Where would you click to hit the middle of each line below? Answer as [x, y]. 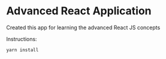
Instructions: [22, 39]
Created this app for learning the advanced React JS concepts [83, 27]
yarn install [22, 50]
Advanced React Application [79, 11]
